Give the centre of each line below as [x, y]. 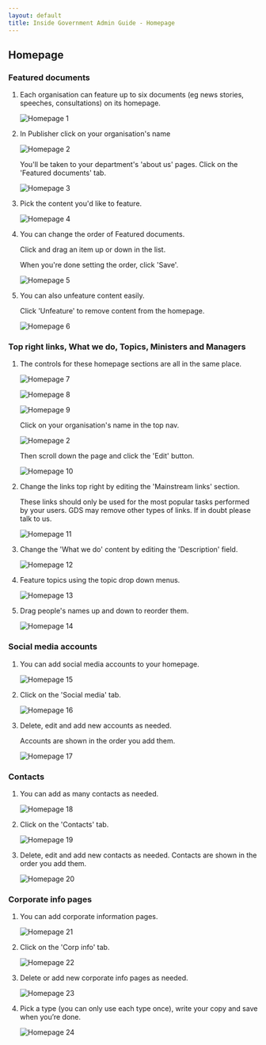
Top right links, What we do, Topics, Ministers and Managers [127, 347]
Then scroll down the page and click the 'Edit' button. [107, 456]
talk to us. [36, 519]
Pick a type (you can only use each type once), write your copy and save [139, 1009]
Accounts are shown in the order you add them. [97, 740]
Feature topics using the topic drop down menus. [100, 580]
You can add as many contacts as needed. [89, 794]
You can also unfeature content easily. [82, 296]
